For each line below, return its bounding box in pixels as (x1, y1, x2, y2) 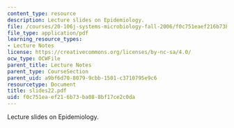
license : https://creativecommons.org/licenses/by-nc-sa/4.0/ (7, 49, 192, 56)
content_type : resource (7, 10, 77, 17)
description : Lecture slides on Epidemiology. (7, 17, 145, 24)
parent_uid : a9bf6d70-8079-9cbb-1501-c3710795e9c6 (7, 74, 157, 82)
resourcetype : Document (7, 81, 77, 88)
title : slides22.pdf (7, 87, 68, 94)
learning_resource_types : (7, 36, 82, 43)
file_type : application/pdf (7, 29, 89, 37)
